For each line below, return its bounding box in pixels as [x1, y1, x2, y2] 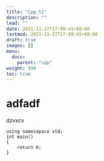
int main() [6, 134, 34, 140]
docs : [11, 54, 26, 60]
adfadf [6, 97, 40, 111]
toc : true [6, 71, 31, 77]
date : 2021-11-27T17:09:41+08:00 [6, 25, 90, 32]
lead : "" [6, 20, 28, 26]
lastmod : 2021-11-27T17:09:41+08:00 [6, 31, 98, 38]
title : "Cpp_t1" [6, 8, 47, 15]
